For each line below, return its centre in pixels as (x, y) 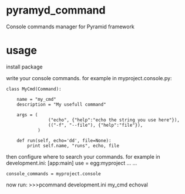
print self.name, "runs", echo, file (73, 146)
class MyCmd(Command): (34, 89)
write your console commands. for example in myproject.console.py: (89, 78)
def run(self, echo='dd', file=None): (64, 140)
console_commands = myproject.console (53, 174)
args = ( (27, 115)
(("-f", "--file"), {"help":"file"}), (95, 125)
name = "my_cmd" (37, 99)
